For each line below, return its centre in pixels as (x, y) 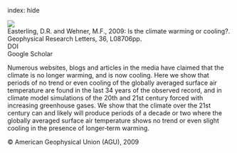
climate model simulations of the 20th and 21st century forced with (105, 98)
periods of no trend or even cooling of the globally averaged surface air (112, 83)
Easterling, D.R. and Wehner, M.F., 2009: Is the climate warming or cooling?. (119, 31)
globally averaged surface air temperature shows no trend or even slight (113, 121)
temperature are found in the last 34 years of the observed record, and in (115, 90)
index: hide (24, 10)
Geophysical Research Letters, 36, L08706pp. (75, 39)
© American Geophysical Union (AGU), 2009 (73, 142)
